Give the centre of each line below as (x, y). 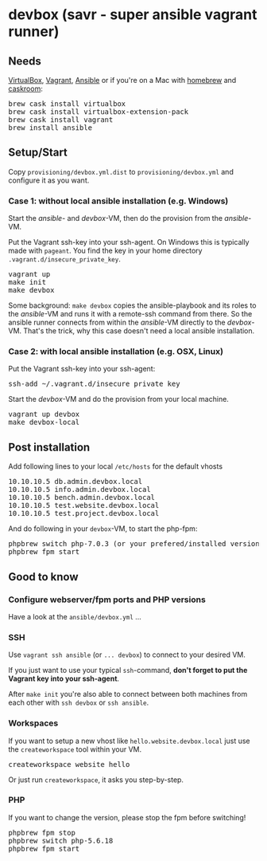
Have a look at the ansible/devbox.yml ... (75, 616)
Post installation (49, 447)
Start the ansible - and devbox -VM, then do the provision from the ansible (128, 218)
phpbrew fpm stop (42, 832)
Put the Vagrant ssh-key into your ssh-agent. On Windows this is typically (129, 242)
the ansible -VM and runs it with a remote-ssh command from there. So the (130, 314)
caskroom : (26, 88)
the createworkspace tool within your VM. (75, 749)
